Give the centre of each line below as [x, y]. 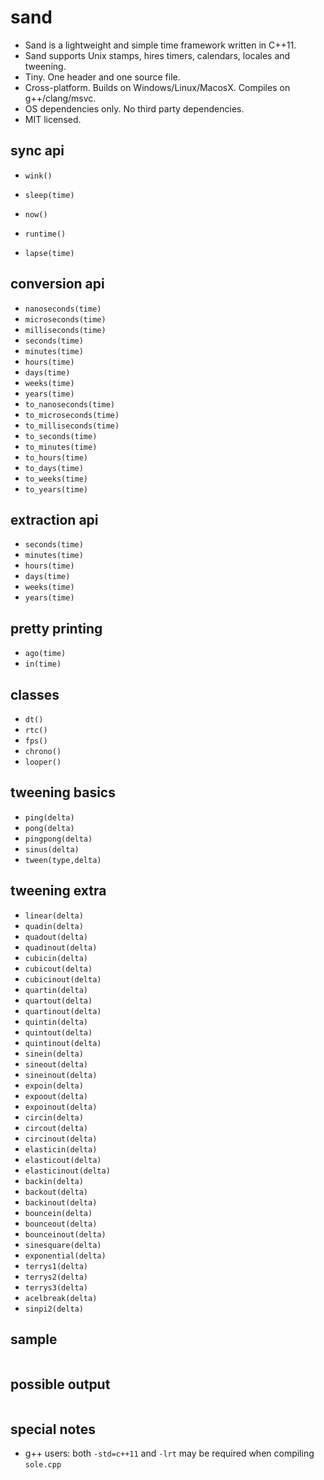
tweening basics [63, 792]
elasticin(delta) [61, 1149]
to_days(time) [54, 468]
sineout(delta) [56, 1064]
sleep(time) [49, 195]
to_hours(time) [56, 457]
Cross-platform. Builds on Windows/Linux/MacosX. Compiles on [157, 87]
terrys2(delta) [56, 1277]
